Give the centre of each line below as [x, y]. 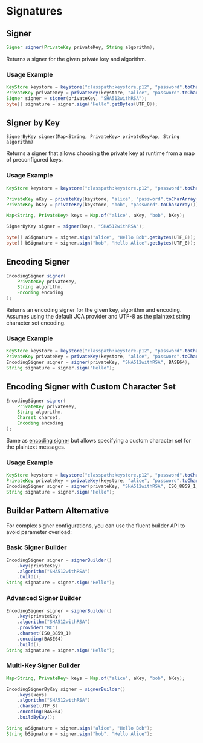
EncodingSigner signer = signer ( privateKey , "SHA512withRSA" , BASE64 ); [98, 362]
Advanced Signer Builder [44, 598]
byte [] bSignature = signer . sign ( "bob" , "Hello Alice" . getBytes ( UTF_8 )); [101, 243]
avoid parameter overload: [39, 532]
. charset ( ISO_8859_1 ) [44, 633]
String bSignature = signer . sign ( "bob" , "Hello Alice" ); [79, 734]
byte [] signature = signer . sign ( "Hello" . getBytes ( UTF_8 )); [82, 104]
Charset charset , [39, 418]
